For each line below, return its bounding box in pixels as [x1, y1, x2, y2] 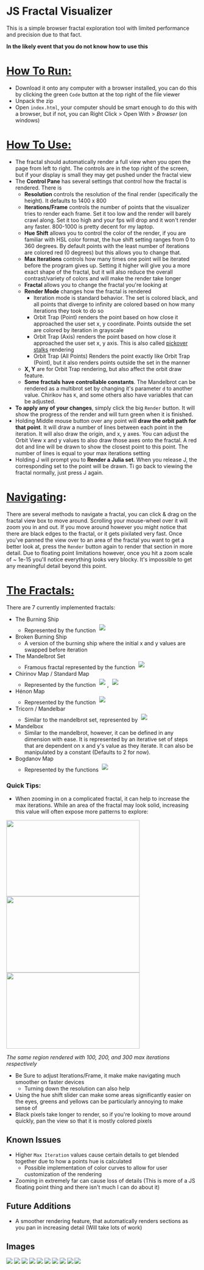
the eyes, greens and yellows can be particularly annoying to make [15, 1098, 183, 1105]
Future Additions [6, 1201, 71, 1211]
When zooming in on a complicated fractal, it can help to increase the [15, 795, 190, 802]
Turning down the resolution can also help [24, 1085, 130, 1092]
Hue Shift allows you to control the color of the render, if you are [24, 229, 186, 236]
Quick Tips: [6, 781, 41, 790]
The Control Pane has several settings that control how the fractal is [15, 177, 187, 185]
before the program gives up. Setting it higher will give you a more [24, 261, 191, 269]
